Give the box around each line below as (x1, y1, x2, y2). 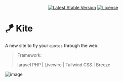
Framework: (17, 52, 42, 58)
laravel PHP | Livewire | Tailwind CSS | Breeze (17, 62, 111, 68)
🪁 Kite (5, 23, 33, 34)
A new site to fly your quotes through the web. (5, 42, 99, 48)
